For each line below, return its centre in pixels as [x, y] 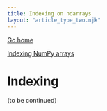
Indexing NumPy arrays [41, 53]
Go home [20, 40]
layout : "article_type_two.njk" [54, 20]
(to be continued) [32, 101]
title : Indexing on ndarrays [49, 14]
